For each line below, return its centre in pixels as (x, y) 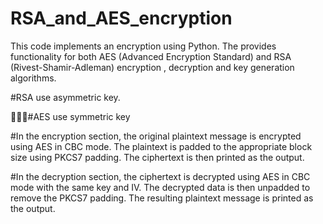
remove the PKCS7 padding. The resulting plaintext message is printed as (162, 198)
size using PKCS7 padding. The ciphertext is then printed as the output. (157, 157)
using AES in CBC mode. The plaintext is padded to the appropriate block (161, 146)
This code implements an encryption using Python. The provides (143, 46)
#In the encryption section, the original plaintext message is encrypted (156, 136)
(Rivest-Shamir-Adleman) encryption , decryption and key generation (152, 67)
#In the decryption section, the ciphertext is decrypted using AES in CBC (160, 176)
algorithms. (33, 78)
